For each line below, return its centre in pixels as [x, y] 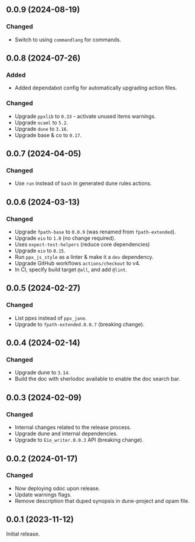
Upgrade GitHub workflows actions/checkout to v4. [77, 264]
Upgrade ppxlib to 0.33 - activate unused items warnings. [85, 116]
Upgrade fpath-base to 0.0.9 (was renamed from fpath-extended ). [95, 232]
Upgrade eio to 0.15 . [40, 251]
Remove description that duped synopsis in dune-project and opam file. [102, 501]
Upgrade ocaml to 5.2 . [41, 122]
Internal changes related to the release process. [73, 427]
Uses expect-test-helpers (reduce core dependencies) [82, 245]
